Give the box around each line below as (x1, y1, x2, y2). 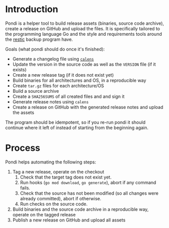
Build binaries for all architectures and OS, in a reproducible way (12, 77, 146, 83)
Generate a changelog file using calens (12, 55, 94, 62)
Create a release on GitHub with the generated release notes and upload (12, 104, 163, 110)
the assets (12, 109, 34, 116)
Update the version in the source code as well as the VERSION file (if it (12, 61, 156, 67)
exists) (12, 67, 27, 73)
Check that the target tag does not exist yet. (20, 174, 112, 180)
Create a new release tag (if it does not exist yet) (12, 72, 114, 78)
